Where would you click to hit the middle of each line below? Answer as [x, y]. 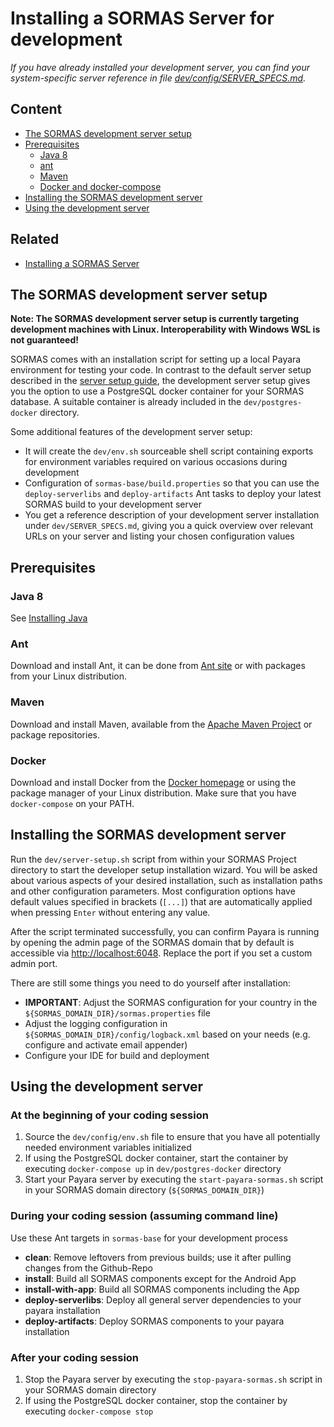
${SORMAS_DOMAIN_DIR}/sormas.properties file [117, 1013]
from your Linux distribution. [68, 676]
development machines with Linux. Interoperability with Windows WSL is [165, 329]
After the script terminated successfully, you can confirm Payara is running [165, 931]
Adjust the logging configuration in [96, 1023]
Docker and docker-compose [100, 186]
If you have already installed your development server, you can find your [160, 67]
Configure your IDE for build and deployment [117, 1055]
